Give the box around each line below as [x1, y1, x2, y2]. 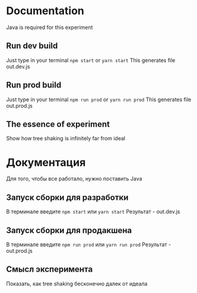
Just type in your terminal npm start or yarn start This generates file [6, 56, 176, 63]
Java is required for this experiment [6, 24, 93, 31]
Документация [6, 156, 86, 169]
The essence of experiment [6, 119, 110, 129]
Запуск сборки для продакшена [6, 225, 132, 235]
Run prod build [6, 80, 62, 90]
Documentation [6, 4, 85, 18]
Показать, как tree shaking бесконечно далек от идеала [6, 280, 148, 287]
